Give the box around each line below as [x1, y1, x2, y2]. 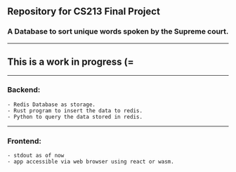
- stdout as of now [7, 152, 65, 159]
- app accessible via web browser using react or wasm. [7, 158, 174, 166]
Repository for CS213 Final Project [7, 6, 160, 18]
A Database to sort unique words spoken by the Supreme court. [7, 27, 229, 37]
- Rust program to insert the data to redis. [7, 107, 143, 114]
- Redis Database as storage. [7, 101, 96, 108]
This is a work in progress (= [7, 56, 134, 68]
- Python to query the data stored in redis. [7, 113, 143, 120]
